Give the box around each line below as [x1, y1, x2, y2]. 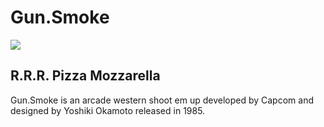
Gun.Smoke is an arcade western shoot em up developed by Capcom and [10, 94, 314, 106]
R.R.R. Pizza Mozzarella [10, 67, 161, 85]
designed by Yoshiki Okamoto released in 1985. [10, 104, 206, 116]
